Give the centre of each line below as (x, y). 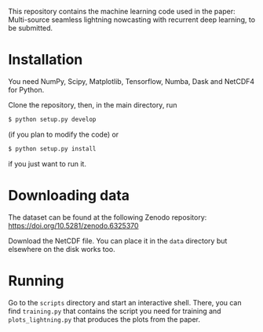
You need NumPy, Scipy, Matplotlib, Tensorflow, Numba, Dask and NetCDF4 (131, 81)
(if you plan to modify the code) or (64, 134)
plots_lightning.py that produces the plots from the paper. (104, 319)
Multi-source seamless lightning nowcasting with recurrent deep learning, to (132, 20)
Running (36, 281)
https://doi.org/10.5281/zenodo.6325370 (73, 225)
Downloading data (69, 195)
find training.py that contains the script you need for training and (115, 311)
